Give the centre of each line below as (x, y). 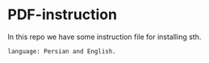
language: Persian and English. (62, 51)
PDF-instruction (63, 15)
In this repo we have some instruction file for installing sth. (104, 37)
